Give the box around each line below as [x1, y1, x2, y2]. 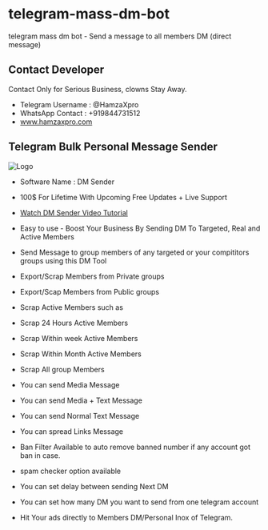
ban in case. [19, 450, 61, 460]
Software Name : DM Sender [19, 177, 114, 187]
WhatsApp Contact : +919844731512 [19, 108, 141, 118]
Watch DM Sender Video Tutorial [19, 207, 128, 217]
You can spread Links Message [19, 426, 124, 436]
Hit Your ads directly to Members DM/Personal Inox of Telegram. [19, 512, 234, 522]
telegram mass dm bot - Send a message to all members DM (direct [8, 31, 232, 41]
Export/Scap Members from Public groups [19, 287, 160, 296]
